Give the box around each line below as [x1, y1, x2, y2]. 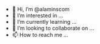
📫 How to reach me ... [12, 32, 68, 38]
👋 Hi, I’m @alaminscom [12, 6, 70, 12]
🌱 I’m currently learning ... [12, 18, 77, 25]
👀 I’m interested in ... [12, 12, 64, 19]
